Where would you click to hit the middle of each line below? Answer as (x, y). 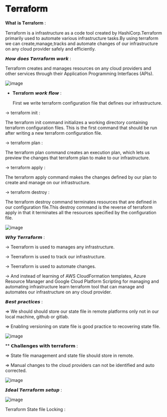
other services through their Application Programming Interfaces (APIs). (79, 74)
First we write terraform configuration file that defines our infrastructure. (87, 103)
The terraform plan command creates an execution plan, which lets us (77, 152)
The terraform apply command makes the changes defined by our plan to (81, 177)
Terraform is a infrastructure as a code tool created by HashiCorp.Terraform (83, 33)
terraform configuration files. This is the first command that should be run (81, 128)
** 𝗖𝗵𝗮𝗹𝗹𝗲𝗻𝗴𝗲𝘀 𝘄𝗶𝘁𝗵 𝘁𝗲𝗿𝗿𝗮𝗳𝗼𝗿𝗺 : (42, 345)
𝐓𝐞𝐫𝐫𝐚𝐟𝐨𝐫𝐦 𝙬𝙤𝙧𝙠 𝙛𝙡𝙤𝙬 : (37, 93)
